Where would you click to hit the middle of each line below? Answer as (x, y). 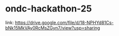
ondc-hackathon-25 (49, 9)
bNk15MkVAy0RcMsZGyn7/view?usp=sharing (53, 27)
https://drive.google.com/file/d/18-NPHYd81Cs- (64, 22)
